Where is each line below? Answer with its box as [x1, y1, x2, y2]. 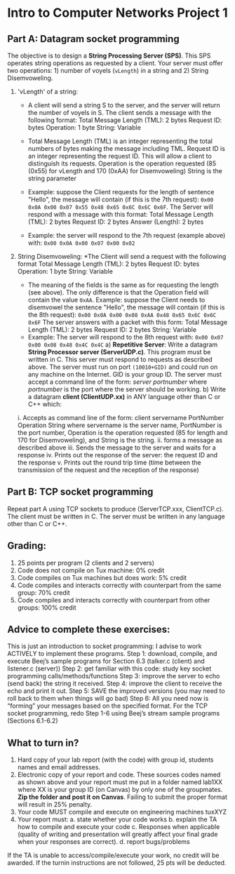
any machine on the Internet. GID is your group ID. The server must [27, 370, 222, 378]
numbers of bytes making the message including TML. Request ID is [27, 144, 226, 152]
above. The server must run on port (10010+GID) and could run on [27, 363, 218, 371]
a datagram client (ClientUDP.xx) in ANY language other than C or [27, 393, 221, 401]
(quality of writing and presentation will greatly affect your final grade [17, 830, 218, 839]
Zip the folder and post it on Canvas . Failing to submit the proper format [17, 793, 228, 801]
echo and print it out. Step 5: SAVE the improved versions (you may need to [7, 687, 226, 695]
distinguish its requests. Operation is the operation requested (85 [27, 159, 217, 168]
